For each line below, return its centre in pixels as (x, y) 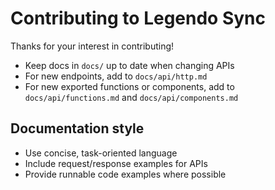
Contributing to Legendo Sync (138, 18)
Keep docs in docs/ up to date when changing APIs (129, 65)
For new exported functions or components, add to (129, 86)
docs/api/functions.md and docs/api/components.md (131, 97)
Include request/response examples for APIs (116, 163)
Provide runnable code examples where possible (125, 174)
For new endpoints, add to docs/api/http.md (116, 76)
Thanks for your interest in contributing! (92, 46)
